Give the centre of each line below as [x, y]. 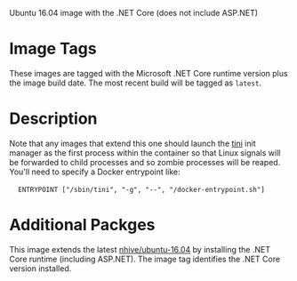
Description [53, 119]
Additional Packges [82, 225]
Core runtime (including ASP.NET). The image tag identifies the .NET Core [145, 259]
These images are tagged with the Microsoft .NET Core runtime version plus [148, 73]
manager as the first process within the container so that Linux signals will [145, 153]
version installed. [40, 268]
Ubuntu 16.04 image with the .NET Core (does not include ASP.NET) [134, 13]
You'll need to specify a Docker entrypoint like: [95, 172]
